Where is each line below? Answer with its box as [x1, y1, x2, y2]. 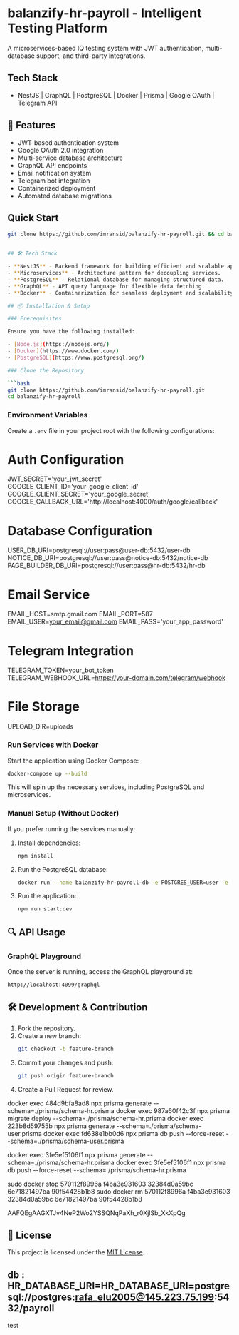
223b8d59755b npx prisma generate [7, 1122, 115, 1130]
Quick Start [7, 212, 59, 224]
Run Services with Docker [7, 740, 99, 750]
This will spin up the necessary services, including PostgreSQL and [7, 783, 205, 791]
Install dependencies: [17, 838, 81, 847]
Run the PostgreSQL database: [17, 865, 108, 873]
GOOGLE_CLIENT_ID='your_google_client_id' [7, 482, 139, 491]
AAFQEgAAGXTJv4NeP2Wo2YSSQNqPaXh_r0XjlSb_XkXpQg [7, 1208, 186, 1217]
